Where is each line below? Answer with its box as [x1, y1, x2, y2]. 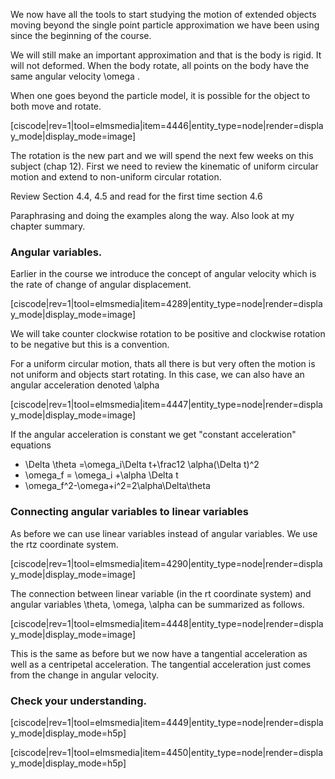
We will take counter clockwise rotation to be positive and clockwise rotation [10, 328, 326, 340]
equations [10, 439, 52, 451]
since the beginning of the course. [10, 30, 152, 41]
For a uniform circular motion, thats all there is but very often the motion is [10, 358, 316, 370]
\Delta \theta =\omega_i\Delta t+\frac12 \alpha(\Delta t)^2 [24, 459, 260, 471]
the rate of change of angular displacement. [10, 279, 192, 291]
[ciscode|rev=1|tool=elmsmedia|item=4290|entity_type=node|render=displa [10, 557, 323, 569]
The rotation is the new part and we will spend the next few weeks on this [10, 150, 314, 161]
